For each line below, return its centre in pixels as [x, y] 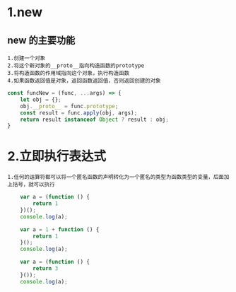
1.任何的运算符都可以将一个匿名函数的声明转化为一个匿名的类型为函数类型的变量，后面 [116, 177]
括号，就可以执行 [34, 185]
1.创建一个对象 [26, 58]
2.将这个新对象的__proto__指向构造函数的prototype [76, 66]
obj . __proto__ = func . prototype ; [69, 106]
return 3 [46, 269]
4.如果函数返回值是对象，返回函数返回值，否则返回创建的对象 [84, 81]
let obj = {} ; [41, 100]
